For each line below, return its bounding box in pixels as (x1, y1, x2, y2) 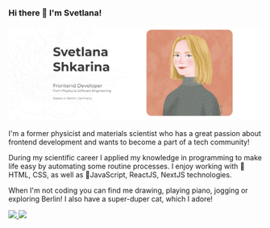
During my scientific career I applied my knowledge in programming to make (8, 152, 262, 162)
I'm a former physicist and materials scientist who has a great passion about (8, 128, 262, 138)
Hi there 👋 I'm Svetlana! (8, 7, 102, 19)
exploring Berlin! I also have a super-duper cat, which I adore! (8, 193, 214, 204)
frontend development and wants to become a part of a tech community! (8, 137, 250, 147)
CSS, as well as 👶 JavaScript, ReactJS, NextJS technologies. (31, 169, 232, 180)
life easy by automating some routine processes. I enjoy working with (8, 161, 239, 171)
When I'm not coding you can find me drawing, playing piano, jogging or (8, 185, 248, 195)
